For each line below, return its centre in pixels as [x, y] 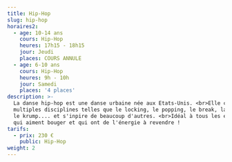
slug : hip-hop [28, 20]
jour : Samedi [38, 84]
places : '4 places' [48, 90]
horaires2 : [23, 26]
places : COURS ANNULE [50, 59]
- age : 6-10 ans [37, 65]
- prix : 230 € [33, 135]
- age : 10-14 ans [38, 33]
